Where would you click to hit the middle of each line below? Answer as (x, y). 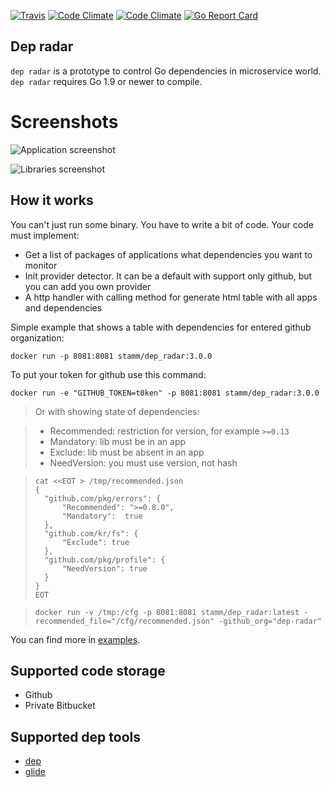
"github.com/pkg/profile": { (105, 560)
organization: (37, 337)
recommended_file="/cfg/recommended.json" (124, 621)
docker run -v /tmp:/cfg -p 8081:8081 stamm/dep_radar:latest (167, 612)
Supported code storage (88, 670)
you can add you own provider (88, 286)
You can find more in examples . (75, 639)
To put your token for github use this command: (108, 374)
